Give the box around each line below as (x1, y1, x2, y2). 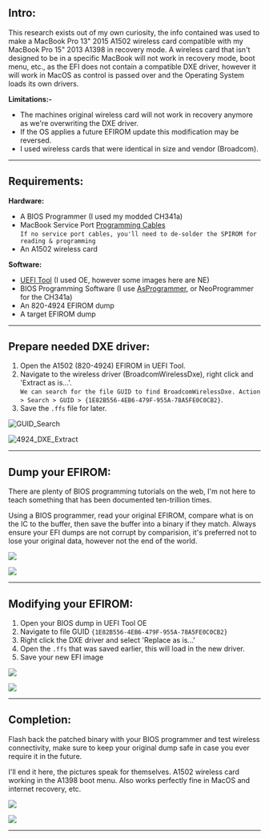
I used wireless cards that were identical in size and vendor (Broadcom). (19, 143, 259, 153)
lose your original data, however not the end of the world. (8, 536, 198, 546)
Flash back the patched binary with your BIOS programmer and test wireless (8, 734, 260, 744)
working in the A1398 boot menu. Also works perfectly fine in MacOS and (8, 775, 251, 785)
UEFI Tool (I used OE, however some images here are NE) (19, 275, 210, 284)
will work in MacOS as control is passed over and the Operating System (8, 70, 245, 79)
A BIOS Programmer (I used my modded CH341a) (19, 212, 183, 221)
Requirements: (8, 175, 84, 188)
